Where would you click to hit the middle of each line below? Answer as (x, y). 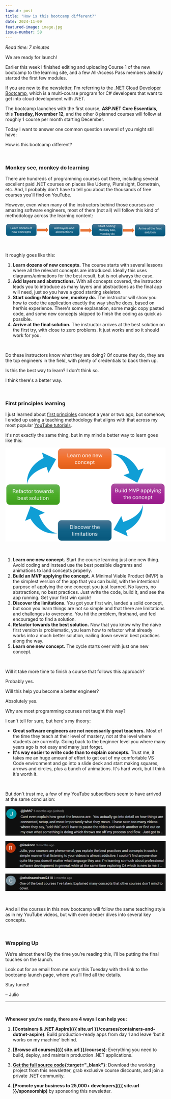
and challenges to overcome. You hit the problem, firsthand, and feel (84, 614)
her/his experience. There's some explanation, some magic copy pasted (88, 308)
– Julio (12, 995)
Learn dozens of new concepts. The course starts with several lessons (88, 265)
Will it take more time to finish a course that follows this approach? (75, 671)
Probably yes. (20, 681)
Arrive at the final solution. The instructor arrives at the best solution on (89, 324)
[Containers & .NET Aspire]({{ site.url (53, 1029)
